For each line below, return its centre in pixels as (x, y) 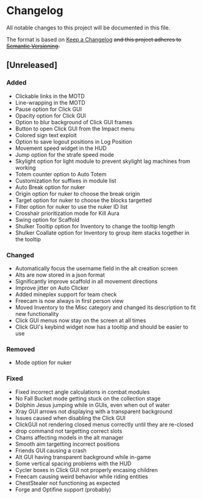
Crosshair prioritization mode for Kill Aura (67, 213)
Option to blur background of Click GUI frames (74, 122)
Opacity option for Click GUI (51, 115)
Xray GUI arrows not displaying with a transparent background (94, 411)
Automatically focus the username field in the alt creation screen (96, 268)
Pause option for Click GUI (49, 109)
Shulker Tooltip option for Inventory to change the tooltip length (95, 226)
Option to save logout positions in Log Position (74, 141)
